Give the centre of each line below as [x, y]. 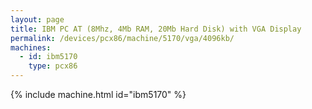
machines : [31, 47]
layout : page [37, 19]
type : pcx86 [53, 66]
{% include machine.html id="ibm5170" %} [98, 94]
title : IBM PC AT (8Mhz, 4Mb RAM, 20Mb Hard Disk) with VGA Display [156, 29]
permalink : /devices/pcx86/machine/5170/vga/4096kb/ [122, 38]
